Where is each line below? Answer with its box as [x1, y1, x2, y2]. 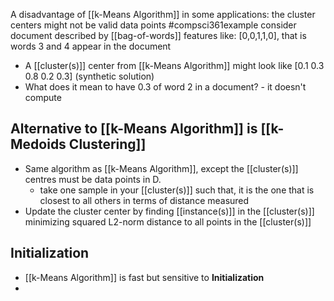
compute [24, 92, 62, 103]
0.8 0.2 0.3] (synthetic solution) [24, 70, 155, 82]
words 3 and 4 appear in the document [10, 40, 172, 52]
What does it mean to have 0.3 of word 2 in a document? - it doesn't [24, 81, 307, 93]
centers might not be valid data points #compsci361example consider [10, 19, 297, 31]
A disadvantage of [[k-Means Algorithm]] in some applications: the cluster [10, 9, 316, 20]
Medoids [10, 136, 67, 153]
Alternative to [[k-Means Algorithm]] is [10, 120, 258, 138]
